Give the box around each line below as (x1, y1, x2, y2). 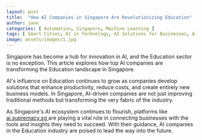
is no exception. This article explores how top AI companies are (6, 59, 164, 66)
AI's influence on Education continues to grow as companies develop (6, 77, 178, 84)
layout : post (6, 8, 39, 15)
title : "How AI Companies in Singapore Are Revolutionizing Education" (6, 14, 192, 20)
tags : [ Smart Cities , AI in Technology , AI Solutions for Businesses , (6, 31, 189, 37)
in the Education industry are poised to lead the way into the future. (6, 127, 173, 134)
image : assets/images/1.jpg (6, 36, 77, 42)
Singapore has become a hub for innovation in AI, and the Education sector (6, 53, 192, 60)
